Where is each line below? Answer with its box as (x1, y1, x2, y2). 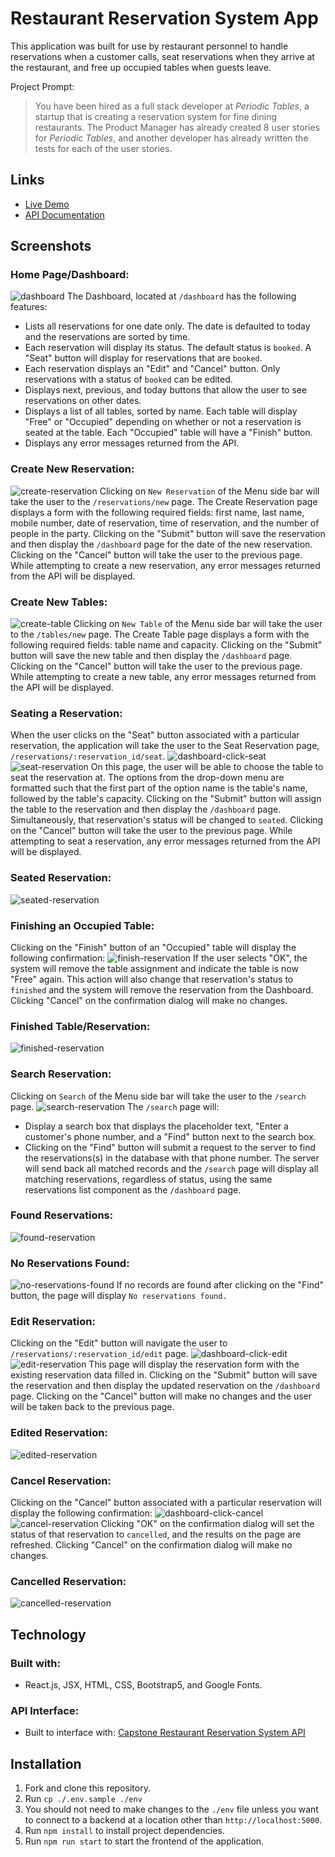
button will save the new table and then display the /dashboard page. (10, 650, 293, 662)
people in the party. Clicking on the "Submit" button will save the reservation (10, 527, 326, 539)
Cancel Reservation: (10, 1473, 112, 1487)
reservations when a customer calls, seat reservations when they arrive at (10, 50, 315, 62)
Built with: (10, 1656, 61, 1670)
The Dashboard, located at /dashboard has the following (66, 290, 297, 302)
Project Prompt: (10, 80, 75, 92)
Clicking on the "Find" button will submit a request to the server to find (24, 1141, 317, 1153)
